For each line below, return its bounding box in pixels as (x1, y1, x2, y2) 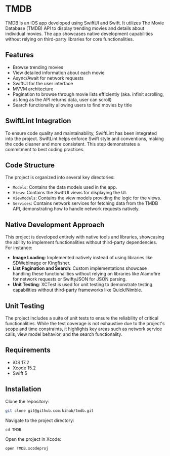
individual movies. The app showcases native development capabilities (5, 30, 153, 37)
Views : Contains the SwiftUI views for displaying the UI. (12, 190, 127, 196)
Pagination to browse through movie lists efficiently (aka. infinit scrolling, (12, 91, 164, 97)
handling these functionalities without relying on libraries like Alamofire (12, 271, 160, 277)
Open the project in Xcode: (5, 436, 62, 442)
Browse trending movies (12, 64, 64, 70)
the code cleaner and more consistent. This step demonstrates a (5, 141, 140, 147)
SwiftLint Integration (5, 117, 71, 125)
